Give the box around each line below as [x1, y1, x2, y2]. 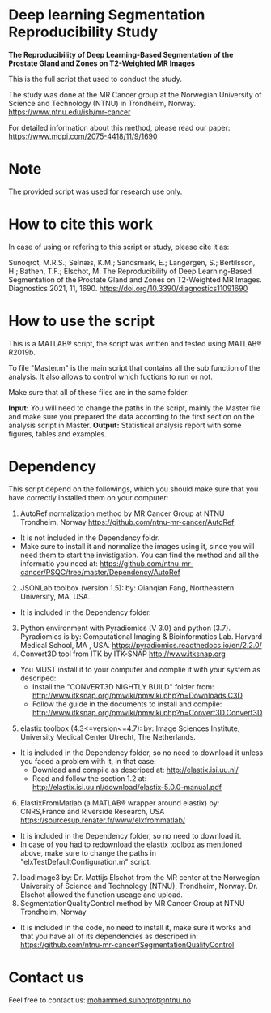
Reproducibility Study [8, 23, 158, 41]
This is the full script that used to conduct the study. [8, 74, 182, 84]
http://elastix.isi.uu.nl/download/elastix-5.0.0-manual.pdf [32, 782, 222, 792]
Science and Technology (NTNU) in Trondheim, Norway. [8, 98, 197, 108]
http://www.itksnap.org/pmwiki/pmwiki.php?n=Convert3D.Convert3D [32, 707, 263, 717]
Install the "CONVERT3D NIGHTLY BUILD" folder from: [32, 681, 214, 691]
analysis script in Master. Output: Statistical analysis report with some [8, 420, 242, 430]
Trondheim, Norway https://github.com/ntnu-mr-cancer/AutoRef [19, 517, 235, 526]
